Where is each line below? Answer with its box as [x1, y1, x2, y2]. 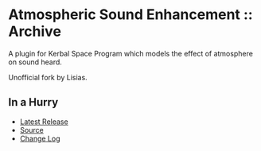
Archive [8, 22, 62, 41]
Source [19, 125, 44, 134]
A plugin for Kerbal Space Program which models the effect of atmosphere [8, 48, 253, 58]
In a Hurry [8, 95, 59, 109]
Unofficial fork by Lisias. [8, 72, 88, 82]
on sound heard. [8, 57, 62, 67]
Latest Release [19, 117, 69, 126]
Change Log [19, 134, 61, 143]
